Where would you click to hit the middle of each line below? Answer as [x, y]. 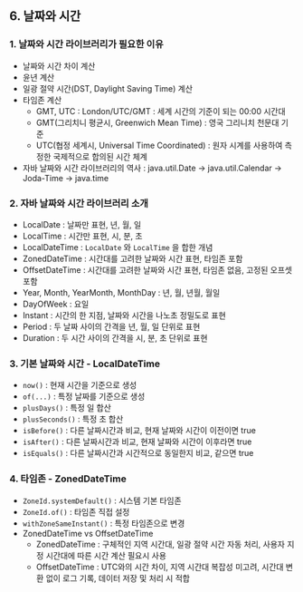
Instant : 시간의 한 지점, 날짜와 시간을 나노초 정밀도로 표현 [124, 315]
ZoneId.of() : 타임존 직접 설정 [76, 511]
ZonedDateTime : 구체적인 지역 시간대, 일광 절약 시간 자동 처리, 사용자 [160, 544]
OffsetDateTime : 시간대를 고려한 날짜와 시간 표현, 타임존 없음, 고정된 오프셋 [157, 269]
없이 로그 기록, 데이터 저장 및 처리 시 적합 [118, 577]
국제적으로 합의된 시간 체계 [100, 156]
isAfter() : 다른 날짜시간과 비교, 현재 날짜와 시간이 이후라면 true [137, 442]
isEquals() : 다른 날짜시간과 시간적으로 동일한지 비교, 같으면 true [138, 453]
